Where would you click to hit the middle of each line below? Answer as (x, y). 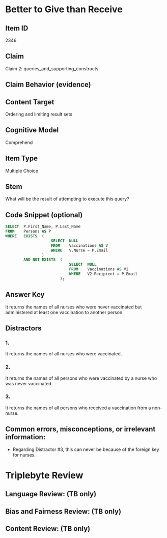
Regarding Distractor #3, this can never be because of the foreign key (86, 449)
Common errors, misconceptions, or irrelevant (80, 429)
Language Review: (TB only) (51, 494)
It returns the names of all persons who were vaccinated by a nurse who (81, 378)
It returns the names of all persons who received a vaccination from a (78, 408)
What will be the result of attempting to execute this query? (67, 199)
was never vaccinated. (29, 383)
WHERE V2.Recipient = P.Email (103, 274)
